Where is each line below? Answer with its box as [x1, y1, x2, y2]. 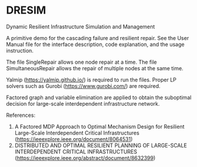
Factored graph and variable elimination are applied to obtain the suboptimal [6, 94, 192, 101]
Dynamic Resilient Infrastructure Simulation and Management [6, 23, 155, 30]
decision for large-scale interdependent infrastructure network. [6, 100, 160, 107]
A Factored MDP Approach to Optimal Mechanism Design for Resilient [14, 123, 185, 130]
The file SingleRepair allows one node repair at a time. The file [6, 58, 157, 66]
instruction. [6, 47, 34, 54]
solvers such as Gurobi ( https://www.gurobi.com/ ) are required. [6, 82, 161, 89]
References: [6, 112, 35, 119]
